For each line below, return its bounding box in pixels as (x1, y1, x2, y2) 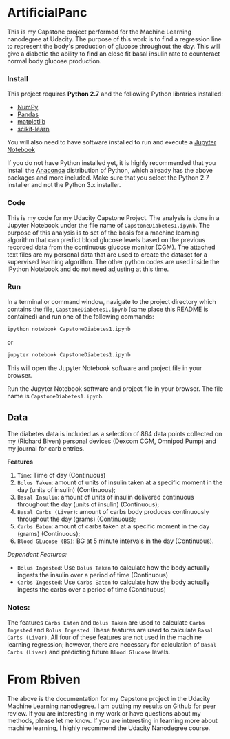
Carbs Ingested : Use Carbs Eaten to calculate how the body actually (17, 578, 210, 586)
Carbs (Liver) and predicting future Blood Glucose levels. (7, 647, 171, 656)
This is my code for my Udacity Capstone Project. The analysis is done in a (7, 213, 220, 222)
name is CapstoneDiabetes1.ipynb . (7, 392, 104, 400)
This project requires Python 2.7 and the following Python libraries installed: (7, 89, 224, 98)
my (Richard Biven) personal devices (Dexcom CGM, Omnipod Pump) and (7, 437, 217, 445)
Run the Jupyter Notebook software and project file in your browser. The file (7, 384, 224, 393)
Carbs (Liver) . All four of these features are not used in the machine (7, 633, 202, 641)
